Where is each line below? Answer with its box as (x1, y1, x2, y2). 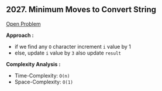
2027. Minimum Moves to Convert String (6, 5, 157, 15)
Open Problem (6, 20, 41, 27)
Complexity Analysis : (6, 60, 61, 68)
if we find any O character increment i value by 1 (14, 43, 132, 50)
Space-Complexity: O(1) (14, 78, 74, 85)
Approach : (6, 32, 34, 39)
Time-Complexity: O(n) (14, 72, 70, 79)
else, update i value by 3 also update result (14, 49, 122, 56)
